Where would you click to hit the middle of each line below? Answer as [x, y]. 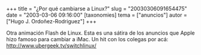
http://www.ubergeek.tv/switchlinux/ [52, 45]
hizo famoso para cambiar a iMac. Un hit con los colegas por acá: [87, 39]
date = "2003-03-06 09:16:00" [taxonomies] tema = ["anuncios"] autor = [97, 15]
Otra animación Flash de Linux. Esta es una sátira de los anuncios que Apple [100, 33]
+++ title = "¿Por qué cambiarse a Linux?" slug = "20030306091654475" [97, 9]
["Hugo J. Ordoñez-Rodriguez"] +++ [52, 21]
